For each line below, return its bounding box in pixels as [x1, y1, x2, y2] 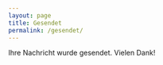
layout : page [8, 11, 52, 20]
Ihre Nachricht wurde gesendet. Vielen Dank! [8, 48, 156, 58]
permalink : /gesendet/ [8, 26, 83, 34]
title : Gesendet [8, 19, 62, 27]
